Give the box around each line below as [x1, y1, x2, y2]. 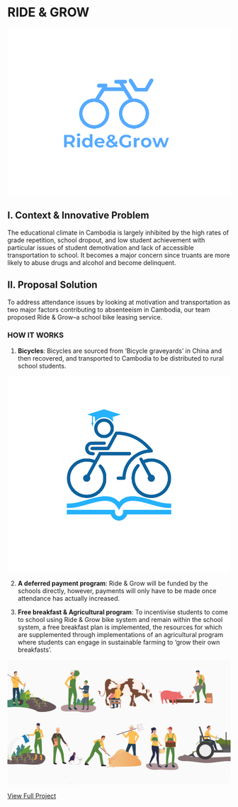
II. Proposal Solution [7, 279, 98, 291]
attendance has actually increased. [17, 594, 120, 603]
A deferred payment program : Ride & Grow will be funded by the [17, 579, 208, 588]
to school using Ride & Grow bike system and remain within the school [17, 616, 223, 624]
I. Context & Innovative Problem [7, 210, 149, 222]
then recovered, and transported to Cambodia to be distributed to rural [17, 354, 225, 362]
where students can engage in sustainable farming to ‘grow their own [17, 638, 220, 647]
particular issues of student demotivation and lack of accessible [7, 243, 194, 252]
